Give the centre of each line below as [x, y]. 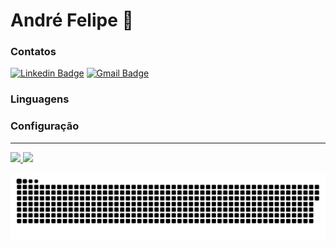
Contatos [33, 52]
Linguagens [40, 99]
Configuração [45, 126]
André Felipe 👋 [72, 20]
